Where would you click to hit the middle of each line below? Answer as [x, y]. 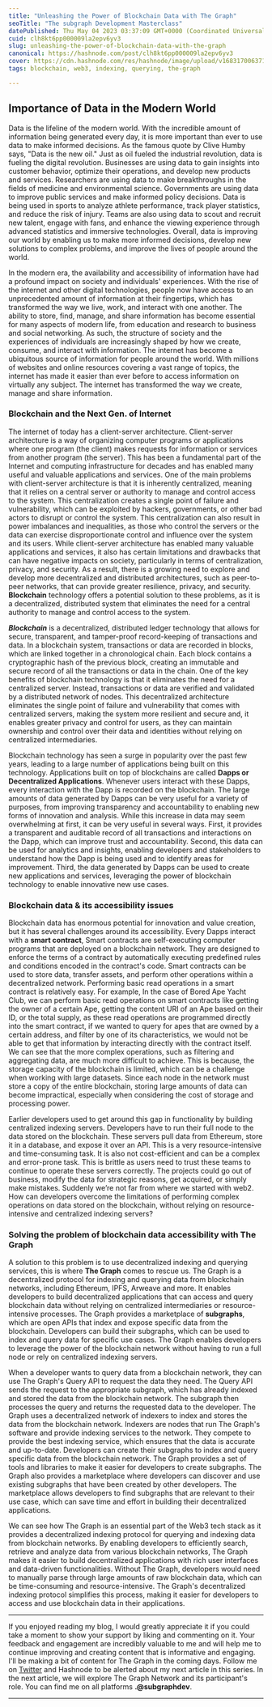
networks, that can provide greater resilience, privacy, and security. [138, 586]
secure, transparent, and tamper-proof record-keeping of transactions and [133, 636]
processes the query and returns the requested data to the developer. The [132, 1407]
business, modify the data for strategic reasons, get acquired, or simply [127, 1179]
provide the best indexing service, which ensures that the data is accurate [132, 1442]
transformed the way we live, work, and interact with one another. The [125, 307]
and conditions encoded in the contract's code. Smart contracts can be [127, 966]
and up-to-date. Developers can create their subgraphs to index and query [133, 1450]
